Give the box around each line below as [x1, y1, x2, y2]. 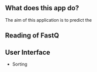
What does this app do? [5, 4, 79, 12]
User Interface [5, 48, 51, 56]
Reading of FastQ [5, 32, 59, 40]
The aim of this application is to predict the [5, 17, 92, 23]
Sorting [12, 61, 28, 67]
